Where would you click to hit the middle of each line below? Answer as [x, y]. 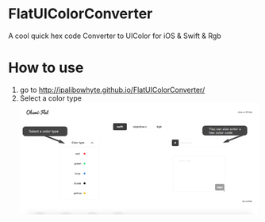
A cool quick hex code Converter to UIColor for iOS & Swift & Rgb [115, 36]
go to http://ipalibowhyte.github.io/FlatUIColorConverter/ [112, 90]
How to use [46, 68]
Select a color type [50, 98]
